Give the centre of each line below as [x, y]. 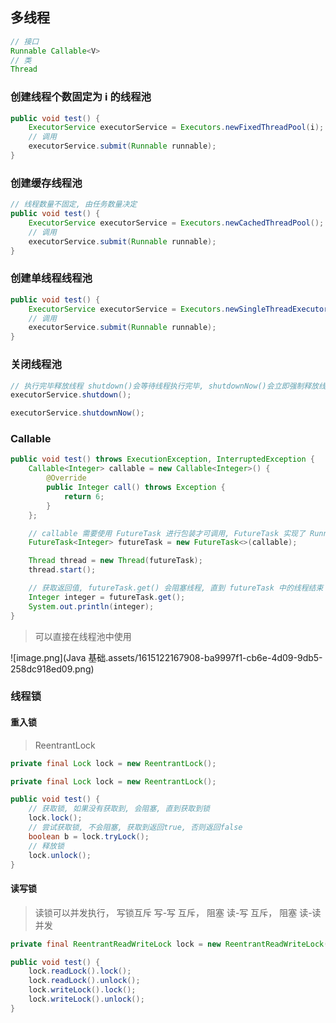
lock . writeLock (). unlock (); [86, 999]
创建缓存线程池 [46, 183]
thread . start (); [62, 570]
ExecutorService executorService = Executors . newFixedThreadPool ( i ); [176, 128]
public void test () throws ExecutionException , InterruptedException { [162, 459]
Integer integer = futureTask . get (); [107, 597]
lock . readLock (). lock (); [80, 971]
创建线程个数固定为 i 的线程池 [81, 97]
